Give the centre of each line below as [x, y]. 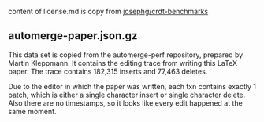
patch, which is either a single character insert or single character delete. [127, 95]
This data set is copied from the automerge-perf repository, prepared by [126, 55]
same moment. [32, 111]
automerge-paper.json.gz [73, 36]
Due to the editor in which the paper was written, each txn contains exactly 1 [132, 86]
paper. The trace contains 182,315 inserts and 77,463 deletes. [108, 71]
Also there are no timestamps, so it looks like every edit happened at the [125, 103]
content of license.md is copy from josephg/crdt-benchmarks [108, 11]
